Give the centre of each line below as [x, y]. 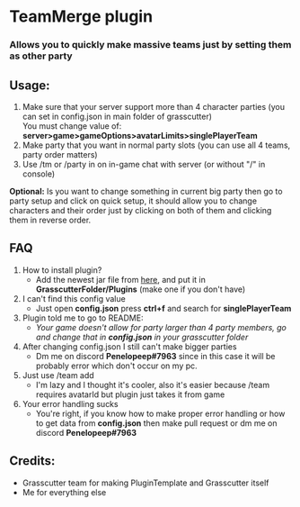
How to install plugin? [62, 270]
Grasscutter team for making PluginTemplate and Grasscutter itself [146, 483]
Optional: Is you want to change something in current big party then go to [146, 191]
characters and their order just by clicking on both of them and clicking [141, 210]
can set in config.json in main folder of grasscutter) [117, 116]
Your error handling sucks [70, 403]
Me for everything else [64, 492]
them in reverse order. [50, 220]
